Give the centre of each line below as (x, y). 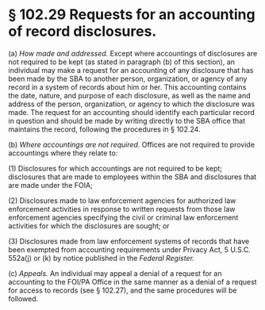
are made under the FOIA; (50, 185)
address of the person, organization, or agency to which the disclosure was (132, 104)
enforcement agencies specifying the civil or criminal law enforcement (123, 217)
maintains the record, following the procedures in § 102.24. (104, 129)
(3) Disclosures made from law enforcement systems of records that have (129, 241)
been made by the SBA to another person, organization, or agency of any (128, 78)
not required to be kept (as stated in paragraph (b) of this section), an (122, 62)
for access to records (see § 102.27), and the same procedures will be (123, 290)
